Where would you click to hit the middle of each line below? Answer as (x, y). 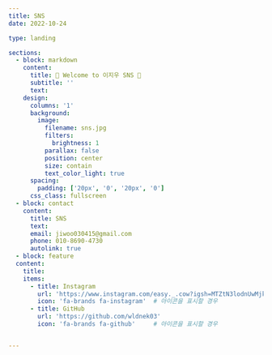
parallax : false (72, 151)
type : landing (32, 38)
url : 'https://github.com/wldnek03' (99, 317)
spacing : (45, 181)
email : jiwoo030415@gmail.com (81, 233)
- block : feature (45, 256)
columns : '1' (52, 105)
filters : (59, 136)
